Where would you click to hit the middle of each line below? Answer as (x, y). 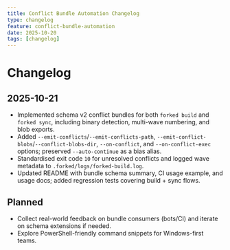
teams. (27, 240)
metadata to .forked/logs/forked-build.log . (80, 166)
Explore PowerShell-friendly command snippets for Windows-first (110, 233)
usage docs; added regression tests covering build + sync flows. (108, 181)
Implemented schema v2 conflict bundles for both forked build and (113, 115)
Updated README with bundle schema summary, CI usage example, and (120, 173)
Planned (25, 202)
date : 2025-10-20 (32, 33)
